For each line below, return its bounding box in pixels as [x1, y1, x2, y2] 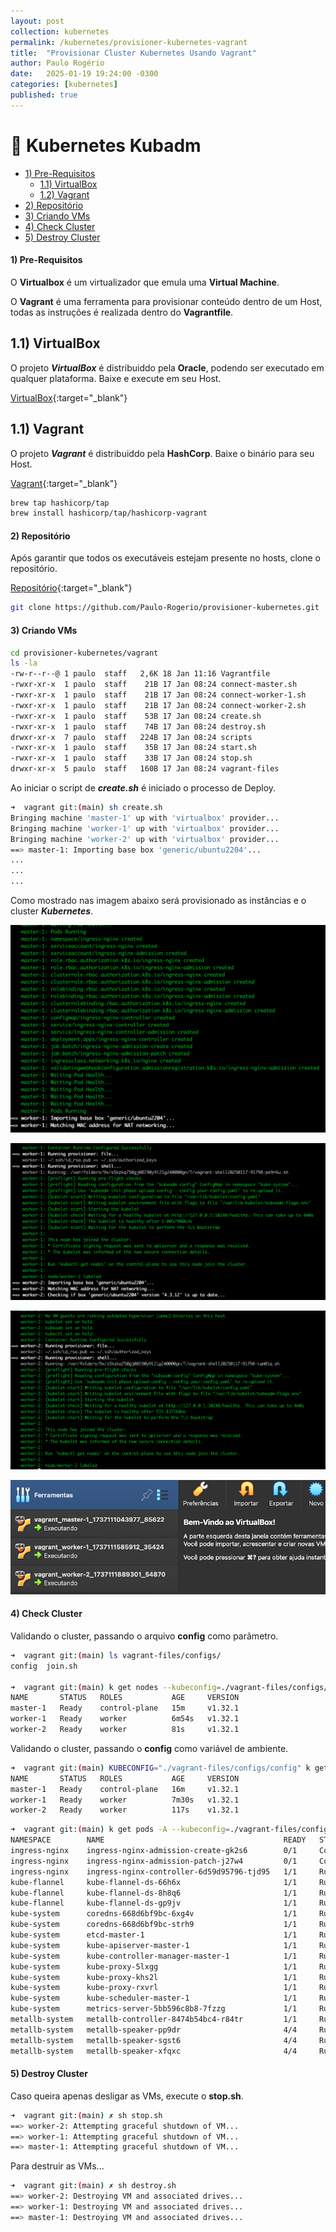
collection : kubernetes [10, 26, 110, 37]
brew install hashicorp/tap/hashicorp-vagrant [10, 508, 208, 519]
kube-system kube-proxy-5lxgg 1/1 [10, 1961, 298, 1972]
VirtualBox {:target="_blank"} [10, 391, 128, 404]
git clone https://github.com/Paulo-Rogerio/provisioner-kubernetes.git [10, 603, 320, 613]
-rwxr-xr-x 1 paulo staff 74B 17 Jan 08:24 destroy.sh [10, 721, 267, 732]
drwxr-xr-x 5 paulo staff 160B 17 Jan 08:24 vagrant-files [10, 764, 280, 774]
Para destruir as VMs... [10, 2160, 105, 2172]
